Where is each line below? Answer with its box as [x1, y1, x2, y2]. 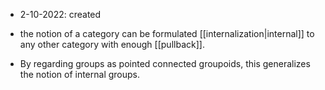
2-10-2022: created [19, 9, 102, 20]
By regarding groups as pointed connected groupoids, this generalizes [19, 58, 311, 69]
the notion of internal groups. [19, 69, 141, 80]
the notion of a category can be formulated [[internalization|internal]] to [19, 28, 315, 39]
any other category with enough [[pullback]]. [19, 39, 205, 50]
